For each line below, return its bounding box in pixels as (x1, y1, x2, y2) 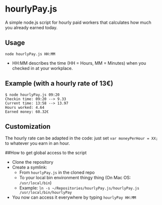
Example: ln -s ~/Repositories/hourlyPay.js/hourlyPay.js (19, 185, 140, 191)
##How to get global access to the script (5, 150, 87, 156)
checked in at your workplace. (12, 65, 73, 71)
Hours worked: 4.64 (5, 105, 45, 110)
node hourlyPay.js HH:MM (5, 51, 55, 56)
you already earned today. (5, 24, 58, 30)
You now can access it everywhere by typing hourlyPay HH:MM (12, 194, 136, 200)
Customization (5, 122, 51, 131)
